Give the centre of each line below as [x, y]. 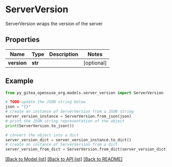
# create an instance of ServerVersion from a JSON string [70, 112]
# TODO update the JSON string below [46, 102]
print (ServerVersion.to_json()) [40, 126]
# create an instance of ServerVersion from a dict [61, 144]
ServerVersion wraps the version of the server [54, 24]
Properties [23, 40]
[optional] [95, 62]
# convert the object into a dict [42, 135]
